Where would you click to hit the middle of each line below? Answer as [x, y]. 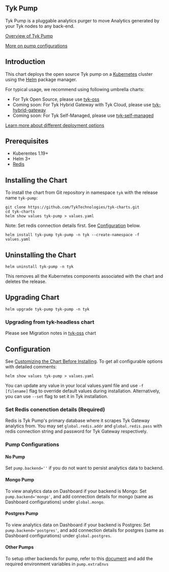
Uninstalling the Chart [41, 255]
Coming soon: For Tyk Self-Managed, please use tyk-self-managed [83, 115]
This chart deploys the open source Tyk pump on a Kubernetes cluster [79, 74]
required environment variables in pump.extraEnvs [57, 564]
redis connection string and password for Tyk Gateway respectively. [77, 432]
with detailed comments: [31, 366]
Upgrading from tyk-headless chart [50, 322]
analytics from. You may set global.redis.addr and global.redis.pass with [84, 426]
